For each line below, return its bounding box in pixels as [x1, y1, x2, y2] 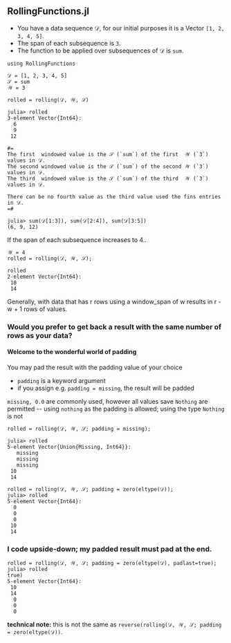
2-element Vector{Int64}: [7, 273, 82, 280]
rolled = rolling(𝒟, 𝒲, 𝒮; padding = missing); [7, 425, 151, 432]
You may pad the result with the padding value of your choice [7, 363, 183, 371]
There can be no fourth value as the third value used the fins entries [7, 193, 221, 200]
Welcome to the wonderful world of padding [7, 348, 137, 356]
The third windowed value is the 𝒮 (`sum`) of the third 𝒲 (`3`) [7, 175, 209, 182]
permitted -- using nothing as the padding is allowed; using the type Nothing [7, 404, 225, 413]
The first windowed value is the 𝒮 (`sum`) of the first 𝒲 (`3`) [7, 151, 209, 158]
